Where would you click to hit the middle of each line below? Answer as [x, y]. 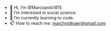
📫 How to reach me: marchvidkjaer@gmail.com [58, 23]
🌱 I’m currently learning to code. [42, 18]
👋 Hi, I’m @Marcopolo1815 [36, 8]
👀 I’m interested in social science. [43, 13]
